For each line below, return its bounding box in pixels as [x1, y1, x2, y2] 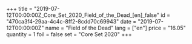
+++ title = [6, 5, 33, 12]
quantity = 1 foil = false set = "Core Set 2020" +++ [6, 31, 132, 38]
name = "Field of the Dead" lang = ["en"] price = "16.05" [45, 24, 186, 31]
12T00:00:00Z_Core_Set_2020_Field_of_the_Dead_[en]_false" [6, 11, 159, 19]
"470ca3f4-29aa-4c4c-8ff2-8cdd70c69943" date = [6, 18, 137, 25]
